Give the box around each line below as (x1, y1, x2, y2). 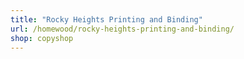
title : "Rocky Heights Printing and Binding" (10, 14, 203, 25)
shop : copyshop (10, 33, 74, 43)
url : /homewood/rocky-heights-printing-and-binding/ (10, 24, 235, 34)
